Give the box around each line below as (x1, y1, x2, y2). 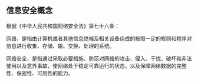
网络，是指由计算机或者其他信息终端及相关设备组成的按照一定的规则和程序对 (6, 35, 192, 42)
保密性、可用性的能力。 (16, 70, 74, 77)
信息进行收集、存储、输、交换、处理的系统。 (6, 42, 115, 49)
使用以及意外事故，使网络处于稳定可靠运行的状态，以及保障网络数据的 (6, 62, 177, 69)
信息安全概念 (6, 5, 53, 16)
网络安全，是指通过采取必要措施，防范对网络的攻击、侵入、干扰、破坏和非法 (6, 55, 192, 62)
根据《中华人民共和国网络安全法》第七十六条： (6, 22, 120, 29)
